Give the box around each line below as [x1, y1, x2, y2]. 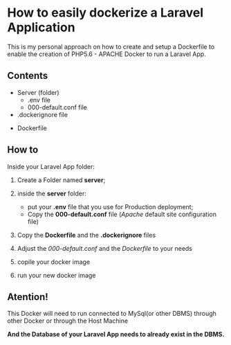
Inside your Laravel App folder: [7, 162, 95, 170]
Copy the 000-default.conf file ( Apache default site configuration [27, 210, 216, 218]
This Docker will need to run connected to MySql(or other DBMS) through [7, 310, 216, 318]
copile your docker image [17, 258, 91, 266]
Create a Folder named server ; [17, 175, 106, 184]
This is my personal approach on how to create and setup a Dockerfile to [7, 42, 215, 51]
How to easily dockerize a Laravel [7, 5, 204, 21]
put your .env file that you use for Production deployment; [27, 202, 194, 211]
